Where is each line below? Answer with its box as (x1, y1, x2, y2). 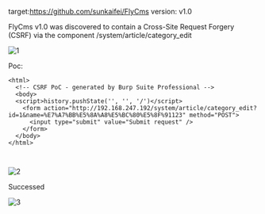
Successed (8, 182, 45, 191)
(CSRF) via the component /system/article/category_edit (8, 31, 192, 40)
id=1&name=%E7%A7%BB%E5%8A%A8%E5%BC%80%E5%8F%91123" (8, 111, 186, 119)
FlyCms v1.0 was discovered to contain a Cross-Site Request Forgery (8, 22, 235, 31)
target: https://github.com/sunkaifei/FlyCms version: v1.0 (8, 7, 193, 16)
